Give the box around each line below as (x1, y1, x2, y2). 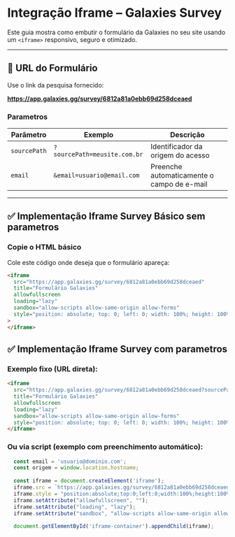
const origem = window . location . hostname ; (13, 464, 139, 471)
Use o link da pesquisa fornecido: (7, 80, 104, 89)
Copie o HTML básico (7, 243, 82, 252)
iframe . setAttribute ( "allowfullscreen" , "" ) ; (13, 496, 149, 504)
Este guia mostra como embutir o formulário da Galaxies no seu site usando (7, 28, 226, 36)
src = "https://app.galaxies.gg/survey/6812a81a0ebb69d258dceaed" (13, 278, 205, 285)
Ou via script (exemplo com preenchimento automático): (7, 442, 204, 452)
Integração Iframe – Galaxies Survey (7, 5, 222, 21)
